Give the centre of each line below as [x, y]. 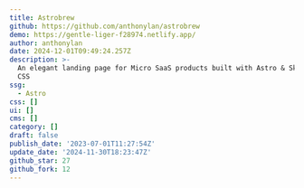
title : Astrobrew [42, 18]
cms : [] [24, 118]
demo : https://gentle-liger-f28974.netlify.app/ [103, 34]
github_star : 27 [40, 160]
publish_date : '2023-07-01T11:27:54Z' [82, 144]
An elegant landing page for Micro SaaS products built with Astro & [151, 69]
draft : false [34, 136]
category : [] [34, 127]
